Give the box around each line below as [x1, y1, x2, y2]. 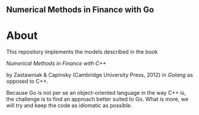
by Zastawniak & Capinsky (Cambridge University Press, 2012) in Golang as [6, 72, 194, 79]
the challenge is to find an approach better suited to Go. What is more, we [6, 95, 189, 103]
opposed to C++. [6, 77, 49, 85]
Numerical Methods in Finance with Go [6, 5, 155, 15]
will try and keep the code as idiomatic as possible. [6, 102, 132, 109]
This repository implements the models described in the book [6, 48, 158, 55]
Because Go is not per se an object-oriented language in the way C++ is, [6, 89, 186, 97]
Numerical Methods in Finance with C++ [6, 60, 107, 67]
